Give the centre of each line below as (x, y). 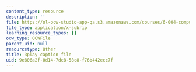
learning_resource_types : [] (41, 33)
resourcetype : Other (31, 49)
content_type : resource (35, 11)
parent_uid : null (27, 44)
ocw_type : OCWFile (28, 38)
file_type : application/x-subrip (47, 28)
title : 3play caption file (39, 55)
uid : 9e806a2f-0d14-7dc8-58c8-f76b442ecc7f (60, 60)
